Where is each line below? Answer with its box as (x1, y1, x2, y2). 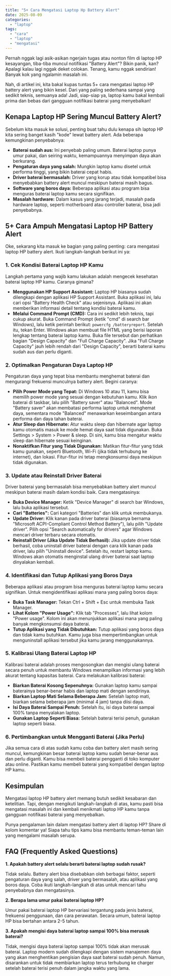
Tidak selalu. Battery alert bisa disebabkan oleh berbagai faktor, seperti (5, 870, 156, 877)
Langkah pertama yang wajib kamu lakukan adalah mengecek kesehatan (5, 273, 158, 280)
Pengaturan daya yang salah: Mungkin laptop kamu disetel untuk (12, 163, 152, 169)
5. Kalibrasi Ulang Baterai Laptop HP (5, 650, 96, 657)
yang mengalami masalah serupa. (5, 832, 76, 839)
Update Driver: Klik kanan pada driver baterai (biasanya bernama (12, 515, 151, 522)
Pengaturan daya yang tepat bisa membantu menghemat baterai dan (5, 373, 150, 379)
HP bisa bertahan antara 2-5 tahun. (5, 918, 80, 924)
